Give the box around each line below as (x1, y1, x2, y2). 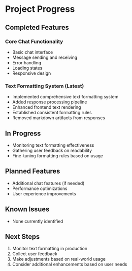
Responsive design (12, 70, 51, 76)
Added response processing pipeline (12, 99, 87, 105)
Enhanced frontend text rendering (12, 104, 81, 110)
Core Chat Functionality (5, 38, 63, 45)
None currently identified (12, 218, 63, 224)
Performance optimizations (12, 185, 67, 191)
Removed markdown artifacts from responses (12, 115, 105, 121)
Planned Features (5, 167, 61, 176)
